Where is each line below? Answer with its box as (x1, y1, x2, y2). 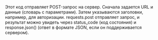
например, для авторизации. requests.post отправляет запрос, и (5, 14, 140, 20)
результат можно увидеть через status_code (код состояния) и (5, 19, 137, 25)
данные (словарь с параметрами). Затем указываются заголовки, (5, 9, 143, 15)
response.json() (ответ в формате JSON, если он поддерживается (5, 25, 142, 30)
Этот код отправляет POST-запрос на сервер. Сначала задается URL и (5, 4, 154, 10)
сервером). (5, 30, 29, 35)
